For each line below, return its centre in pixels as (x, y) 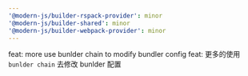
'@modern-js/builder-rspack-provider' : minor (85, 16)
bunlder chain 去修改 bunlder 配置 (65, 64)
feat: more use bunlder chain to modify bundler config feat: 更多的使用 (124, 54)
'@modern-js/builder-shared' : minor (69, 23)
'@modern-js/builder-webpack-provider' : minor (87, 30)
